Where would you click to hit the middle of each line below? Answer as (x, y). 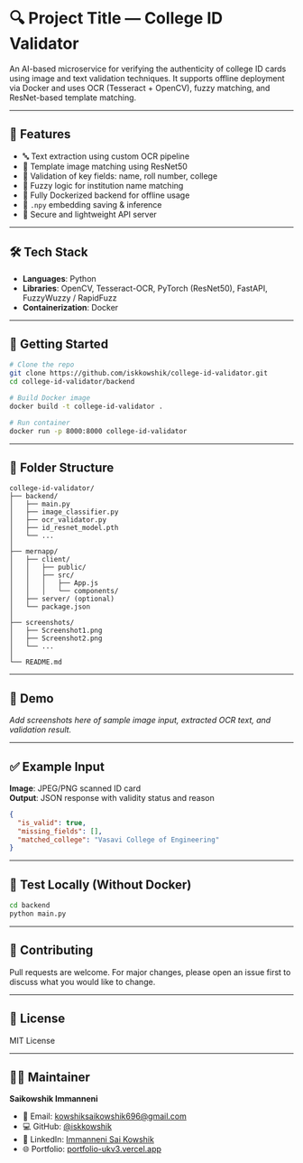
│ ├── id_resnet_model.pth (64, 528)
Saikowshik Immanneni (54, 1099)
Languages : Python (59, 278)
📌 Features (40, 134)
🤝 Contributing (51, 950)
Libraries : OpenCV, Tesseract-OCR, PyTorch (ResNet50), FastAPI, (145, 288)
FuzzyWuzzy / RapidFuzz (69, 298)
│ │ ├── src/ (42, 575)
